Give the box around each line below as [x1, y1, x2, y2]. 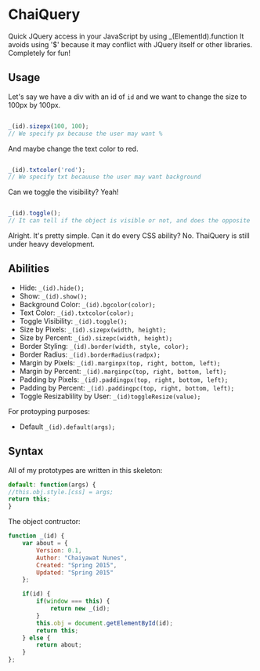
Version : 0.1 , [36, 546, 82, 555]
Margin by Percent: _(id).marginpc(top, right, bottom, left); [19, 366, 227, 376]
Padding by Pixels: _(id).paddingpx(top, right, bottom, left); [19, 375, 229, 384]
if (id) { [22, 590, 51, 598]
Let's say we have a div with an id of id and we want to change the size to [8, 92, 247, 101]
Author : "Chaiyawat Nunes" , [36, 554, 128, 562]
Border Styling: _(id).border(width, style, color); [19, 341, 190, 350]
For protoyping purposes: [8, 406, 90, 416]
